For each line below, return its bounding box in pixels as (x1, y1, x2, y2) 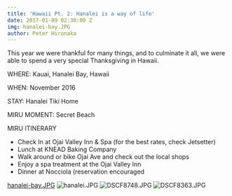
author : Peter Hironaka (7, 29, 77, 37)
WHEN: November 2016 (7, 83, 76, 92)
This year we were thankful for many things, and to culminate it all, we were (7, 49, 226, 57)
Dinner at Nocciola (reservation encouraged (17, 167, 145, 176)
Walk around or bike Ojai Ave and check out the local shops (17, 153, 189, 161)
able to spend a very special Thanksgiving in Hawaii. (7, 57, 159, 65)
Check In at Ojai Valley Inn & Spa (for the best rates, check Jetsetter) (17, 138, 216, 146)
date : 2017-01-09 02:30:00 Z (7, 17, 93, 24)
